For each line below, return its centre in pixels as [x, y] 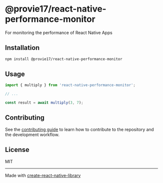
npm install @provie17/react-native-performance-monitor [64, 59]
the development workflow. [32, 135]
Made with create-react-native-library [43, 175]
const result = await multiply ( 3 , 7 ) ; [44, 103]
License [17, 150]
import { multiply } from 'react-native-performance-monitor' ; [70, 85]
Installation [22, 48]
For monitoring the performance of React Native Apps [59, 32]
